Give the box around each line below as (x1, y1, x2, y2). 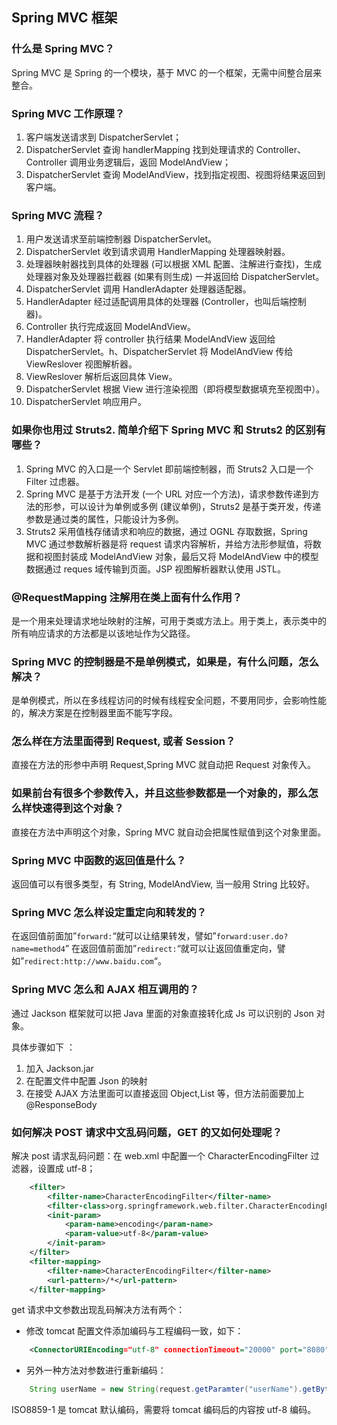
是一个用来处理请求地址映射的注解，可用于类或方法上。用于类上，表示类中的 (11, 614, 327, 627)
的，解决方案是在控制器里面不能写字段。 (11, 707, 178, 719)
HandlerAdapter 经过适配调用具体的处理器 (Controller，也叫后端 (25, 296, 289, 308)
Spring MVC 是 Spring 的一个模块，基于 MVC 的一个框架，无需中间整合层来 (11, 66, 323, 78)
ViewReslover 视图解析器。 (25, 358, 138, 370)
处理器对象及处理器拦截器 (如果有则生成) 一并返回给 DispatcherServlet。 (25, 271, 325, 283)
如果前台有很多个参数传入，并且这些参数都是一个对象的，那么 (11, 786, 309, 800)
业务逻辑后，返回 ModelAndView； (86, 156, 231, 168)
